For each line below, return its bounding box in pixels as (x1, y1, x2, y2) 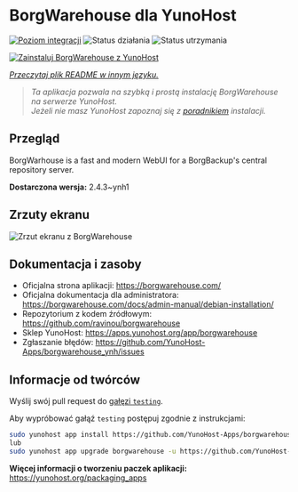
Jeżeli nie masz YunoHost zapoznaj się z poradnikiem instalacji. (30, 105, 266, 116)
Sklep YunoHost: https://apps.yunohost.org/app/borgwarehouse (21, 327, 258, 338)
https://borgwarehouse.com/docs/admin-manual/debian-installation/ (21, 299, 274, 310)
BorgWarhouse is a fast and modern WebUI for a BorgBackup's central (9, 155, 268, 165)
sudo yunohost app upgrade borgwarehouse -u (9, 447, 176, 456)
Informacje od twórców (9, 372, 140, 387)
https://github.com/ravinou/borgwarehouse (21, 318, 181, 329)
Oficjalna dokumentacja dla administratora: (21, 290, 179, 301)
